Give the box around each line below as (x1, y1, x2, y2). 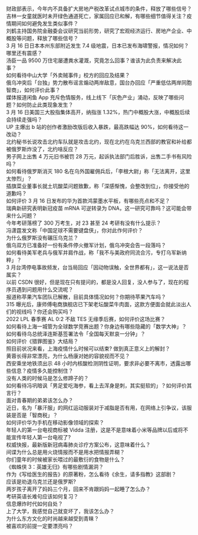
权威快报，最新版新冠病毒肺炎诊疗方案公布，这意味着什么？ (6, 441, 151, 448)
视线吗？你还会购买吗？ (16, 308, 74, 315)
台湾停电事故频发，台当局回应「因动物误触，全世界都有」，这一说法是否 (15, 264, 189, 271)
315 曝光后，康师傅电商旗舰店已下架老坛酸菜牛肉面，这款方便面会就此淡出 (6, 301, 187, 307)
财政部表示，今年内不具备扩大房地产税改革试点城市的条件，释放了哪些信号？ (6, 5, 192, 12)
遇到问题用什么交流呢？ (16, 286, 74, 293)
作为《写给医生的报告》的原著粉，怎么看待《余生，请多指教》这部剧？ (6, 471, 177, 478)
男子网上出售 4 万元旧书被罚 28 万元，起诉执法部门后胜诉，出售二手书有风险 (6, 153, 192, 160)
